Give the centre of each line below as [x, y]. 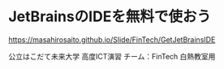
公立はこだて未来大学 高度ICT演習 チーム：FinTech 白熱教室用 [112, 56]
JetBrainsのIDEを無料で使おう [110, 17]
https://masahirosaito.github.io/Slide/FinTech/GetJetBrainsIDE [112, 39]
